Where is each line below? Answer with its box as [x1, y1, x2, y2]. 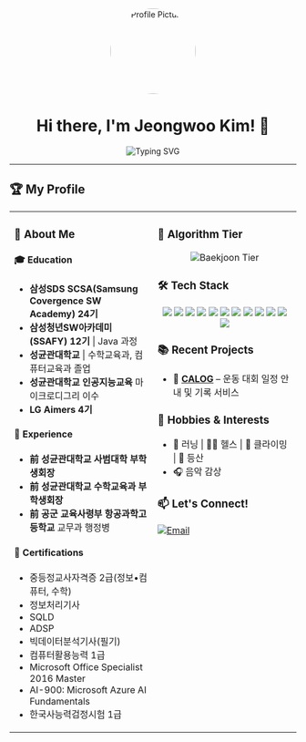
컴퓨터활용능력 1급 [29, 648, 106, 661]
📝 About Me [14, 227, 76, 242]
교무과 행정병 [56, 521, 111, 534]
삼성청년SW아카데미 [29, 321, 113, 334]
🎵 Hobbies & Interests [158, 413, 270, 427]
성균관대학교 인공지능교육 [29, 376, 134, 388]
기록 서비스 [194, 386, 240, 398]
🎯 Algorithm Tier [158, 227, 243, 242]
